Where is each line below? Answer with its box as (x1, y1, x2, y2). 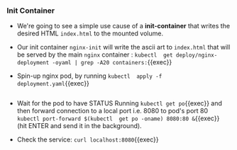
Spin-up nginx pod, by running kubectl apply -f (16, 71, 162, 80)
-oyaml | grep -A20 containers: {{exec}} (52, 58, 172, 67)
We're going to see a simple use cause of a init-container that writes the (16, 22, 231, 30)
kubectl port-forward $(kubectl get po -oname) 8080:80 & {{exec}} (16, 114, 220, 122)
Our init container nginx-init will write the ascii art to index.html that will (16, 43, 231, 52)
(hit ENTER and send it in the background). (16, 122, 143, 130)
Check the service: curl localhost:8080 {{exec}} (16, 135, 159, 144)
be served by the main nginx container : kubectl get (16, 50, 173, 59)
